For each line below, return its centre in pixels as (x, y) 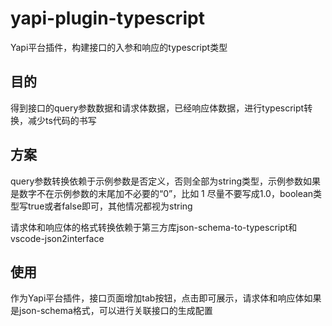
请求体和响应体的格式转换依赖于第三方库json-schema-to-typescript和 (154, 227)
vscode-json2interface (57, 238)
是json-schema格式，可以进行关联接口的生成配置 (111, 311)
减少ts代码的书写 (62, 120)
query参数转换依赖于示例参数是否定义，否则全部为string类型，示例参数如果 (165, 181)
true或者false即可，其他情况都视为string (110, 206)
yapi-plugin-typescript (107, 18)
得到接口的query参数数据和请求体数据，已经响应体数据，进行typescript (157, 108)
